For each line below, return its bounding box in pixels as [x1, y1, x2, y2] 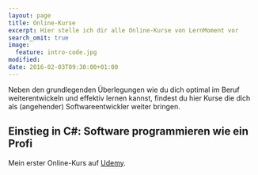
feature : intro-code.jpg [15, 48, 97, 56]
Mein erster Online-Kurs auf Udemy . [8, 158, 127, 167]
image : [8, 41, 30, 49]
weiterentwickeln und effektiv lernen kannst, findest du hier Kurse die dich [8, 93, 251, 103]
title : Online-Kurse [8, 19, 77, 27]
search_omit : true [8, 33, 69, 42]
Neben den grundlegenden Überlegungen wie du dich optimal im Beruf [8, 85, 240, 94]
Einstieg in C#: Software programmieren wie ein [8, 124, 249, 139]
